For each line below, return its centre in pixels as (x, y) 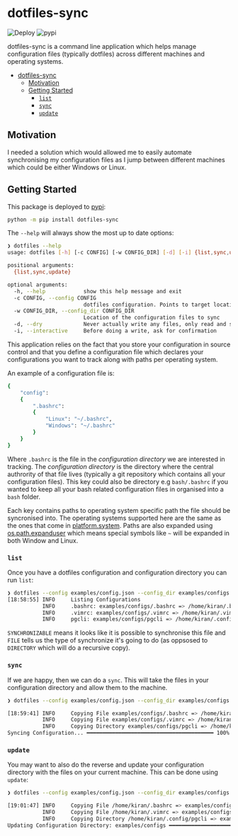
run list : (21, 580)
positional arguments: (41, 266)
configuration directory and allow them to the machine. (87, 687)
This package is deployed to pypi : (57, 206)
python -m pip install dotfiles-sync (63, 220)
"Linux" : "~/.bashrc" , (79, 419)
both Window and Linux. (43, 541)
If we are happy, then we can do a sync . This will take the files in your (108, 680)
